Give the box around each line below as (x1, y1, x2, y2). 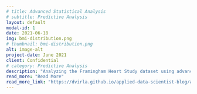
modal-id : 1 (6, 25, 35, 31)
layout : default (6, 19, 46, 25)
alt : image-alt (6, 47, 43, 53)
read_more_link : (6, 79, 46, 85)
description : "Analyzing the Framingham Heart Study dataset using (6, 68, 175, 74)
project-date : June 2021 (6, 52, 67, 58)
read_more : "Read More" (6, 74, 64, 79)
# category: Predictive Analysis (6, 62, 88, 69)
